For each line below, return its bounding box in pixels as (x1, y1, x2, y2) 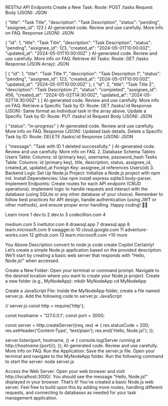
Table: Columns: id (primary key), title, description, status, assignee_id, (5, 159, 152, 165)
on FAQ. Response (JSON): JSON (5, 30, 74, 36)
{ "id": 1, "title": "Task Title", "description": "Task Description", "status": (5, 40, 152, 46)
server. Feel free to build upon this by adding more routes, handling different (5, 384, 163, 390)
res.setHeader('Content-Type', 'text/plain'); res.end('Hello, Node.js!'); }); (5, 328, 154, 333)
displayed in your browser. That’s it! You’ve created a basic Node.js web (5, 379, 154, 385)
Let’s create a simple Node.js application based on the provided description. (5, 247, 162, 253)
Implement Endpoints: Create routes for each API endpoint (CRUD (5, 180, 141, 186)
